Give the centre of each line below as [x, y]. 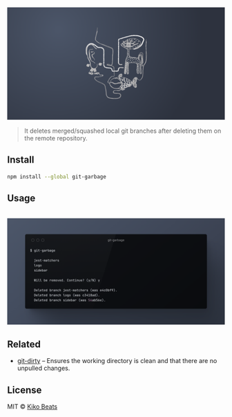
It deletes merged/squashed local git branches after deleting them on [123, 131]
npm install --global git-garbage [57, 176]
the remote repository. [56, 138]
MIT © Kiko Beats [32, 407]
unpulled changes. [43, 368]
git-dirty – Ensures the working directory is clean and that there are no [117, 361]
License [25, 390]
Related [24, 344]
